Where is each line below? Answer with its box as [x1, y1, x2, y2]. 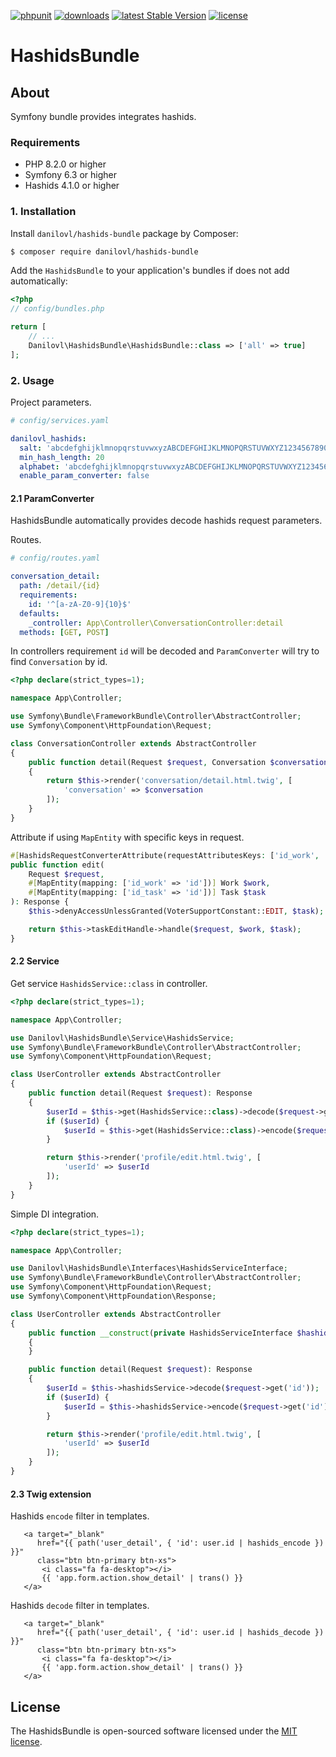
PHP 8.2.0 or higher [24, 158, 107, 170]
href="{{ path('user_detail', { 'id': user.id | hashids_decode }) [36, 1628, 325, 1638]
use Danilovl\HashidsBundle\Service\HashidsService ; [10, 1033, 235, 1043]
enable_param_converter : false [19, 471, 150, 481]
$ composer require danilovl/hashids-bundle [10, 246, 199, 257]
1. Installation [10, 205, 77, 219]
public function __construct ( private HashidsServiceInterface [28, 1328, 293, 1338]
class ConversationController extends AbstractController [10, 738, 257, 749]
